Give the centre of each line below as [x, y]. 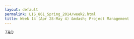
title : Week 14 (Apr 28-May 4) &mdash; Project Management [67, 19]
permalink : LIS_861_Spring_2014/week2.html [50, 14]
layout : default [21, 10]
